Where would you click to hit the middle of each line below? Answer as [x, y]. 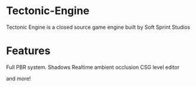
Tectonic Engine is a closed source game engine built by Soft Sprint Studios [98, 27]
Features [28, 51]
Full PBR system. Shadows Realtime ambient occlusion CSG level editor [93, 67]
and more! [19, 78]
